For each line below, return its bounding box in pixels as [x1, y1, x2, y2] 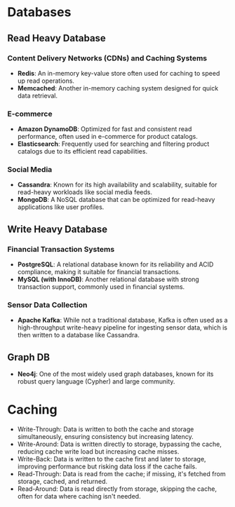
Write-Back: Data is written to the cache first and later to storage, [17, 455, 206, 464]
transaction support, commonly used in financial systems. [17, 283, 185, 291]
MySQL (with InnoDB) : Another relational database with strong [17, 275, 200, 284]
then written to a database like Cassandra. [17, 331, 140, 339]
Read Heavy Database [7, 32, 107, 44]
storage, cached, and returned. [17, 478, 108, 486]
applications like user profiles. [17, 203, 105, 211]
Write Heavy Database [7, 223, 108, 235]
